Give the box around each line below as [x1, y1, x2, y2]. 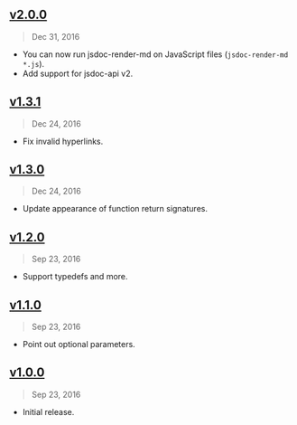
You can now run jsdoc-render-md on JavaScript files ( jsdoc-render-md [22, 49, 289, 60]
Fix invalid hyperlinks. [22, 136, 104, 146]
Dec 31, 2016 [31, 31, 80, 42]
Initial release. [22, 406, 75, 417]
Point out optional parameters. [22, 339, 135, 350]
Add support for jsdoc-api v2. [22, 68, 134, 79]
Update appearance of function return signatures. [22, 203, 208, 214]
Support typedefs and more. [22, 271, 128, 282]
